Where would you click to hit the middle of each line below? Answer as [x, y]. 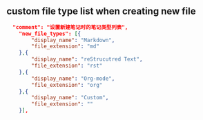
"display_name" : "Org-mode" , [73, 79]
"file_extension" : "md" [65, 47]
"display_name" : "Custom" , [70, 98]
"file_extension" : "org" [67, 85]
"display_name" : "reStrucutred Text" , [87, 59]
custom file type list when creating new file [101, 11]
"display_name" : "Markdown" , [73, 40]
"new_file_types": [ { [50, 34]
